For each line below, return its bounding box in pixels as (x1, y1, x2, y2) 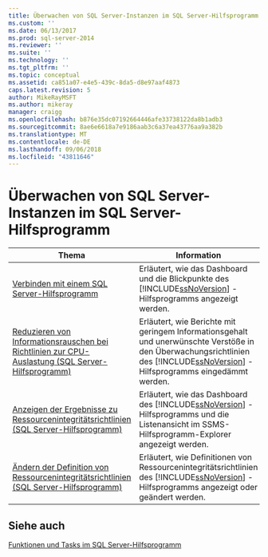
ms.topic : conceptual (8, 71, 81, 79)
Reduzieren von (12, 326, 72, 338)
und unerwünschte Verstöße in (139, 336, 254, 347)
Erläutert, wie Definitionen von (139, 452, 253, 463)
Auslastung (12, 356, 55, 367)
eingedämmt (200, 366, 249, 377)
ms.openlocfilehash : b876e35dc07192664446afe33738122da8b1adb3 (8, 116, 223, 124)
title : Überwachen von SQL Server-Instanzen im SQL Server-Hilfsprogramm (8, 11, 259, 20)
